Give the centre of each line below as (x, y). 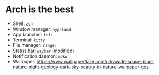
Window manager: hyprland (42, 29)
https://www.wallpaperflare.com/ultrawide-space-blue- (95, 61)
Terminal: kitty (29, 40)
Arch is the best (40, 9)
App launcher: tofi (33, 34)
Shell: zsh (23, 23)
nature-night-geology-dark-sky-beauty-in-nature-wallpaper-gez (81, 67)
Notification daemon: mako (40, 56)
